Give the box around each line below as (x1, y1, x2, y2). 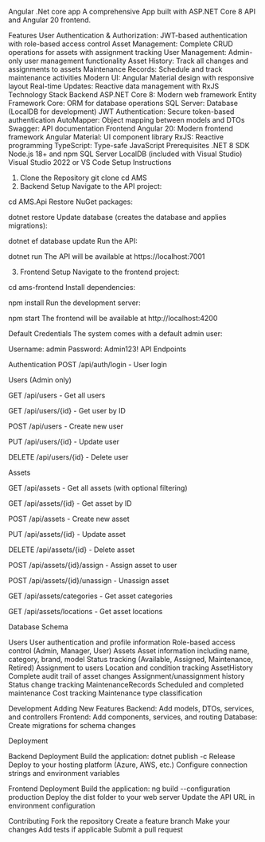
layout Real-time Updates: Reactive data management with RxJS (8, 81, 220, 91)
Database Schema (8, 622, 69, 632)
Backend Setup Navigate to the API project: (19, 182, 162, 190)
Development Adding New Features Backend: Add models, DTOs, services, (8, 704, 255, 713)
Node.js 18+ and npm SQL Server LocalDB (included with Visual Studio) (8, 149, 243, 159)
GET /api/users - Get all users (8, 390, 106, 400)
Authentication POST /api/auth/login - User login (8, 360, 167, 369)
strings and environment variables (8, 769, 120, 777)
